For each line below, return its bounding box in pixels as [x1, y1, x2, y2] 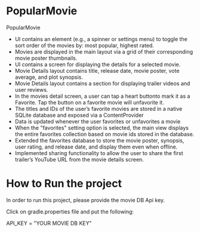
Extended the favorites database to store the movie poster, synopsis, [14, 137, 184, 144]
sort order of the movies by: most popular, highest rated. [14, 42, 154, 49]
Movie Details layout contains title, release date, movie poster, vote [14, 67, 180, 74]
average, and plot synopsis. [14, 73, 84, 81]
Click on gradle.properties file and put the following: [6, 208, 134, 215]
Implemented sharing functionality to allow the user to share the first [14, 149, 183, 156]
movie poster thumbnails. [14, 54, 78, 61]
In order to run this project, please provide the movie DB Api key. [6, 196, 165, 203]
